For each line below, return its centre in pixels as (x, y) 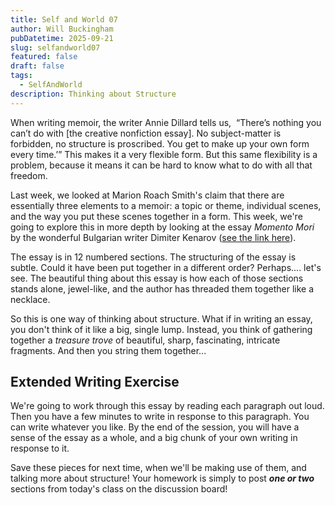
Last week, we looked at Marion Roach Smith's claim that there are (147, 195)
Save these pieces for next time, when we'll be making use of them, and (158, 468)
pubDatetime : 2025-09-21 (62, 38)
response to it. (40, 448)
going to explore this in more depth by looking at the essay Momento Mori (162, 227)
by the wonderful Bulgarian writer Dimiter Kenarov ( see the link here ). (153, 237)
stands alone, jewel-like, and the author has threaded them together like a (162, 288)
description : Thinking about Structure (93, 94)
